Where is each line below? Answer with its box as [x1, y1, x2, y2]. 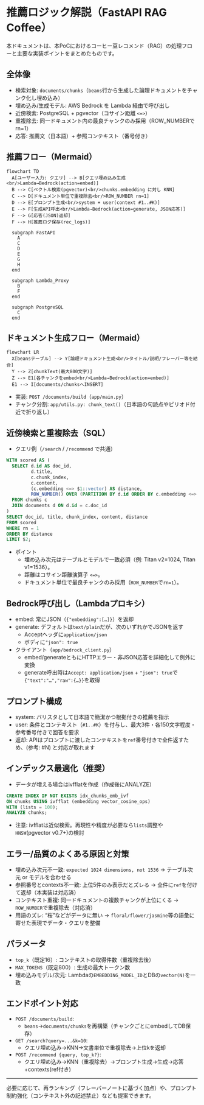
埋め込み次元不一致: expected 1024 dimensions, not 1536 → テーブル [15, 866, 188, 874]
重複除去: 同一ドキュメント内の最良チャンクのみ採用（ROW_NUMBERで [15, 117, 195, 124]
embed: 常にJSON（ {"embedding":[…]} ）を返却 [15, 616, 134, 623]
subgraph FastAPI [12, 230, 56, 236]
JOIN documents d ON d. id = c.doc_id [12, 503, 107, 509]
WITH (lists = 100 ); [6, 804, 59, 810]
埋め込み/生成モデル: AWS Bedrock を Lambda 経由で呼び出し [15, 102, 170, 109]
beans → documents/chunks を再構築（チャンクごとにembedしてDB [24, 1022, 186, 1030]
